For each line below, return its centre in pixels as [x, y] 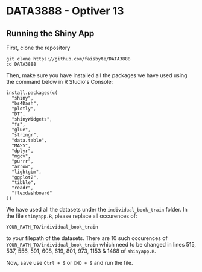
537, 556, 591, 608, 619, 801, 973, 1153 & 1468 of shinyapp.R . [81, 251]
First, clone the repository [38, 48]
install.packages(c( [32, 93]
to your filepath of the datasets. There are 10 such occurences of [87, 238]
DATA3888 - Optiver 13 [65, 11]
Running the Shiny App [50, 33]
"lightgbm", [27, 172]
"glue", [21, 130]
